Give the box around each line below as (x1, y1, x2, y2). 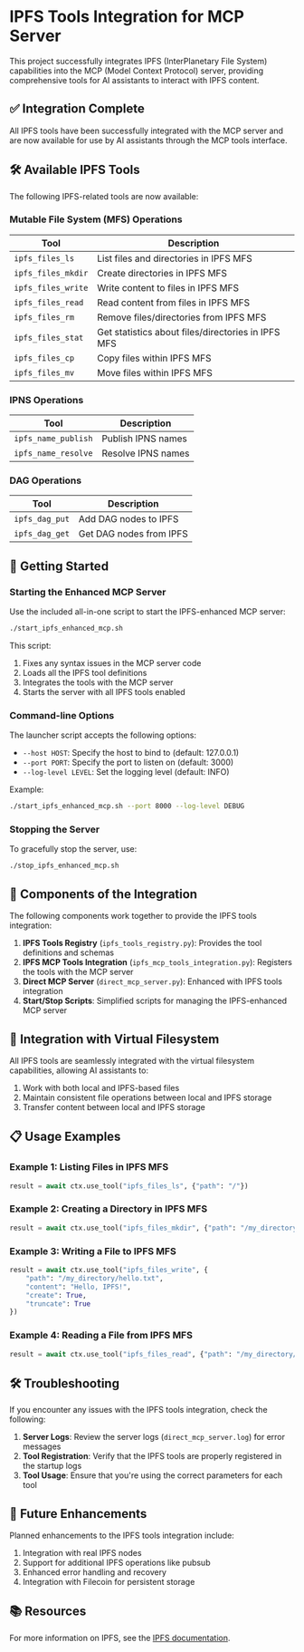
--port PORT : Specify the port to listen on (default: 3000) (22, 757, 234, 768)
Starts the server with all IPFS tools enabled (22, 687, 185, 698)
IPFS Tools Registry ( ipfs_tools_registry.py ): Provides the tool (22, 938, 262, 949)
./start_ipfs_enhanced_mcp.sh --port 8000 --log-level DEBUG (9, 802, 245, 811)
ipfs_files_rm (14, 312, 75, 323)
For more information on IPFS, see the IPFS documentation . (9, 1632, 231, 1643)
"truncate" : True (25, 1299, 91, 1309)
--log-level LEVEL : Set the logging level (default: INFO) (22, 767, 230, 778)
